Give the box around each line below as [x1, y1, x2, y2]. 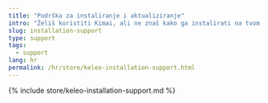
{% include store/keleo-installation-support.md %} [8, 85, 177, 95]
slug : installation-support [8, 26, 103, 34]
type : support [8, 34, 56, 42]
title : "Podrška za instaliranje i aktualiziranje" [8, 11, 185, 20]
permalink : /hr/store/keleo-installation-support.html [8, 64, 196, 72]
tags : [8, 42, 26, 50]
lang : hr [8, 57, 38, 65]
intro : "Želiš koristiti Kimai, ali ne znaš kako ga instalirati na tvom [8, 19, 261, 27]
